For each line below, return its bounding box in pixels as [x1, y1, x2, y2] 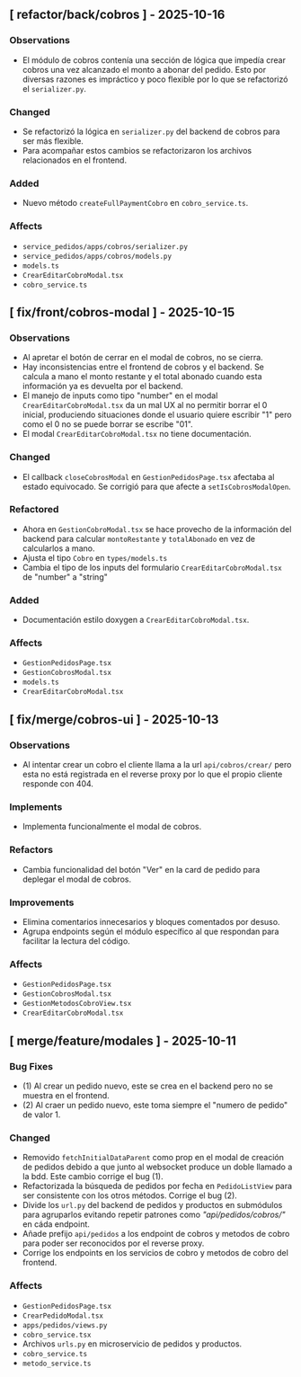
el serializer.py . [22, 83, 87, 93]
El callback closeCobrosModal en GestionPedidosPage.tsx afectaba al [22, 471, 275, 482]
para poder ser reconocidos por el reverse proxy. [22, 1238, 205, 1248]
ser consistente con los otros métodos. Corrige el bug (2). [22, 1190, 238, 1201]
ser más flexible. [22, 135, 84, 147]
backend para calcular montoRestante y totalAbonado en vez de [22, 533, 256, 544]
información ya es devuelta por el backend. [22, 381, 183, 392]
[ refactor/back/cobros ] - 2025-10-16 [9, 7, 226, 22]
